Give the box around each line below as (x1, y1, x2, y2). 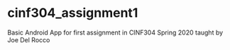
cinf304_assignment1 (7, 5, 138, 21)
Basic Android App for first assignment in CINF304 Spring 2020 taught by (7, 28, 224, 37)
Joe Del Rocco (7, 35, 50, 44)
